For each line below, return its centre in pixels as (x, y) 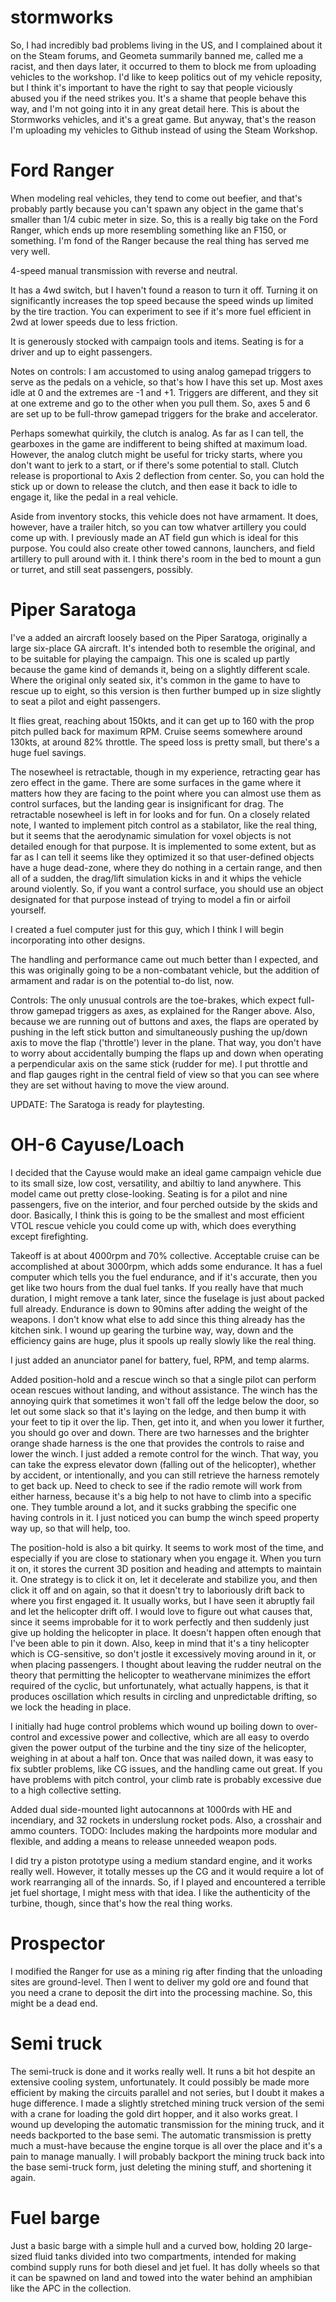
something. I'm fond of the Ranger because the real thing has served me (160, 240)
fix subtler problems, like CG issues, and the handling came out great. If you (166, 1768)
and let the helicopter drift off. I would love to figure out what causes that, (161, 1611)
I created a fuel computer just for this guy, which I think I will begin (147, 929)
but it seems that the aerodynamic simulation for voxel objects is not (151, 835)
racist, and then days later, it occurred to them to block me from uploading (163, 66)
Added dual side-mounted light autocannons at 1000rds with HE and (151, 1809)
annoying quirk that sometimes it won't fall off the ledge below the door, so (165, 1400)
